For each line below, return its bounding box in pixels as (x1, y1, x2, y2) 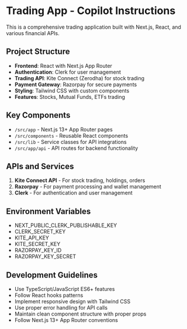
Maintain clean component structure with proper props (14, 310, 147, 317)
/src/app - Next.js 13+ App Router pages (14, 126, 113, 133)
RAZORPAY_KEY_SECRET (14, 253, 77, 260)
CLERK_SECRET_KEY (14, 228, 66, 235)
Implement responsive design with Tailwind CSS (14, 298, 130, 305)
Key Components (6, 110, 71, 121)
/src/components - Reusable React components (14, 132, 129, 139)
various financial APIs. (6, 29, 60, 36)
